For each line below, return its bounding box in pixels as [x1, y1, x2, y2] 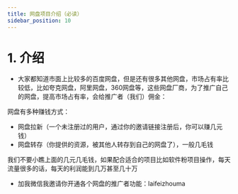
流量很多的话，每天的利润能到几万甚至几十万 [7, 164, 138, 173]
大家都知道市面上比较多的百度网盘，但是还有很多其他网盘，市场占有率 [17, 75, 223, 83]
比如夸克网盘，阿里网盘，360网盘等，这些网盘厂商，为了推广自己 [36, 83, 228, 92]
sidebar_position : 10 [7, 17, 72, 24]
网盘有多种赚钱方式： [7, 107, 69, 116]
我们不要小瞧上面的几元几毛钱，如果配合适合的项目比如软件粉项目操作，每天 [7, 156, 231, 164]
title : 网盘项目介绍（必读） [7, 10, 83, 18]
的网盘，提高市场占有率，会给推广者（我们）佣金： [17, 92, 167, 101]
